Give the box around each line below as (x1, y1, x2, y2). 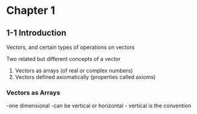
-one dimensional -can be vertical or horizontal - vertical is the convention (6, 102, 192, 109)
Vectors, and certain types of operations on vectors (6, 43, 135, 51)
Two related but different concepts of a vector (6, 55, 121, 62)
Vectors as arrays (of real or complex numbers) (15, 67, 133, 74)
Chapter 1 (6, 4, 56, 17)
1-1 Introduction (6, 28, 66, 38)
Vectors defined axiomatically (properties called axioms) (15, 74, 156, 80)
